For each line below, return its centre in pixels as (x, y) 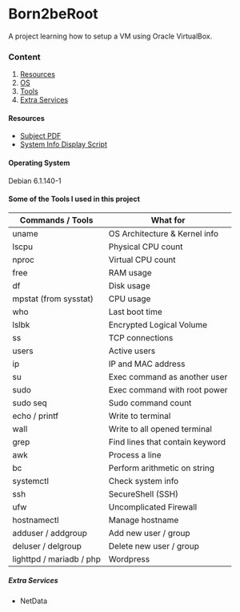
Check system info (144, 481)
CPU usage (130, 299)
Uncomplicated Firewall (153, 507)
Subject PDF (40, 136)
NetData (34, 601)
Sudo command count (150, 403)
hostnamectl (36, 520)
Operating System (39, 163)
